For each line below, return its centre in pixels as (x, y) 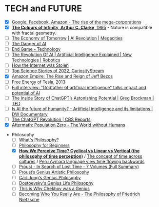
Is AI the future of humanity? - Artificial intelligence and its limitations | (82, 109)
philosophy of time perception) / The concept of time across (80, 156)
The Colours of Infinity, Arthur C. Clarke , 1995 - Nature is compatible (82, 28)
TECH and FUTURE (43, 9)
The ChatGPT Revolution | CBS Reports (51, 119)
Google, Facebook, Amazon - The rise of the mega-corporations (76, 22)
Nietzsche (29, 200)
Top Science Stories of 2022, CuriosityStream (58, 71)
